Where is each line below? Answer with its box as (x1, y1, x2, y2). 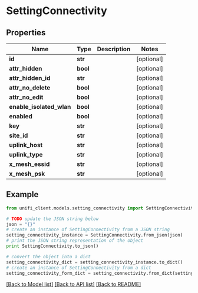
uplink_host (9, 141, 43, 149)
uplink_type (9, 151, 43, 158)
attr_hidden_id (9, 74, 51, 82)
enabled (9, 112, 32, 120)
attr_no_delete (9, 84, 51, 92)
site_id (9, 131, 28, 139)
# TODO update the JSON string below (6, 216, 99, 222)
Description (97, 45, 131, 53)
